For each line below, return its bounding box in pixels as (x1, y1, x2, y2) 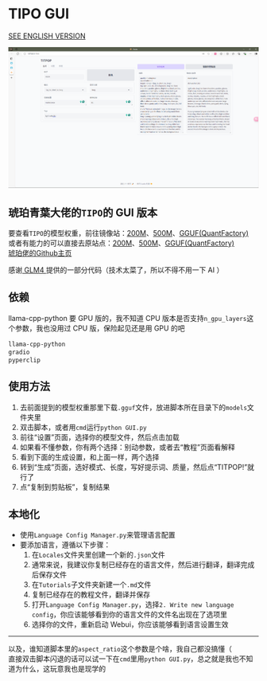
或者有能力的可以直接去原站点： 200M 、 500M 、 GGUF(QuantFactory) (8, 238, 234, 248)
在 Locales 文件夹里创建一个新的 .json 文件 (31, 550, 165, 560)
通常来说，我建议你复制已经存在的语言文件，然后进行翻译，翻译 (31, 560, 241, 569)
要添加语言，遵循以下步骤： (19, 540, 111, 550)
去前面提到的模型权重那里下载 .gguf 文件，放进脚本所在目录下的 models (19, 402, 248, 412)
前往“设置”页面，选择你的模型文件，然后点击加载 (19, 432, 180, 442)
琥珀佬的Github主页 (8, 249, 72, 258)
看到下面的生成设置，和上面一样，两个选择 (19, 452, 160, 462)
